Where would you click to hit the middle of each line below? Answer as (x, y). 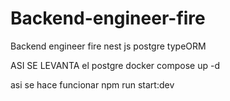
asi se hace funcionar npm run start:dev (92, 84)
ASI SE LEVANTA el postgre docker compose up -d (115, 65)
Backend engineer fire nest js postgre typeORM (108, 46)
